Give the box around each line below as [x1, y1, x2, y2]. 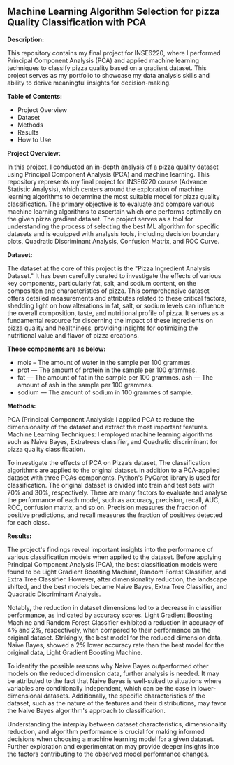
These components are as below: [7, 345, 106, 353]
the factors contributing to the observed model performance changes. [7, 750, 210, 758]
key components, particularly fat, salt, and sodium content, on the [7, 279, 197, 287]
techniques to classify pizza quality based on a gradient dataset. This [7, 63, 207, 72]
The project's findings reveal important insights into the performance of [7, 545, 213, 553]
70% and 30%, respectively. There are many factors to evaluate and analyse [7, 488, 228, 497]
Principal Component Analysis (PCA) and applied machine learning [7, 56, 200, 64]
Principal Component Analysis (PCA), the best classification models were [7, 560, 218, 568]
